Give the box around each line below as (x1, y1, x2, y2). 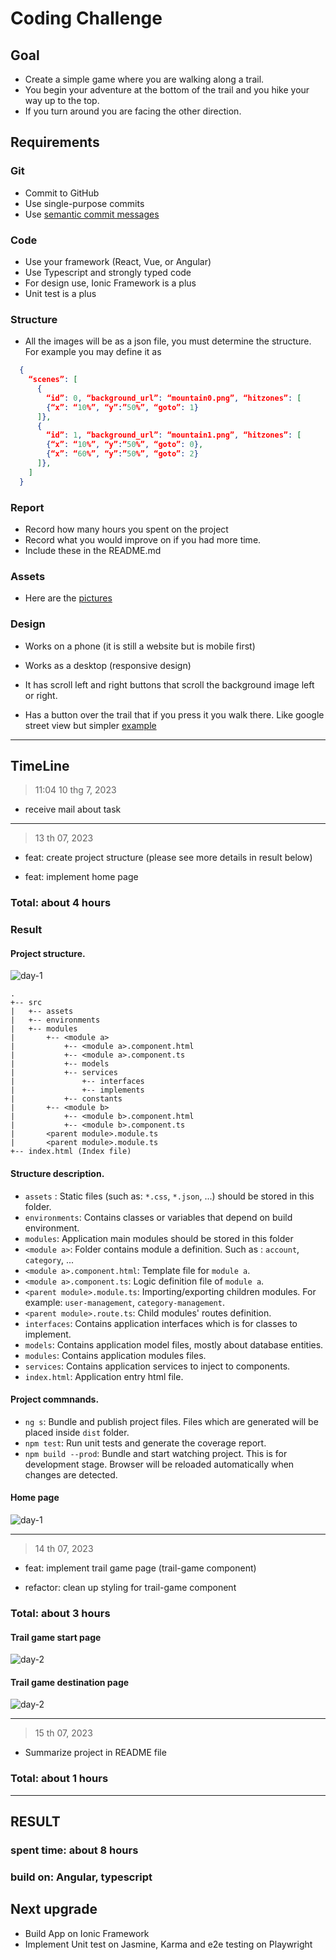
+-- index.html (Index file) (10, 1147, 132, 1157)
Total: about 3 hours (10, 1606, 111, 1620)
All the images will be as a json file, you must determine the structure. (24, 335, 312, 347)
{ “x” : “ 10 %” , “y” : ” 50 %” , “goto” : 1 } (46, 402, 199, 412)
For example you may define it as (24, 346, 162, 358)
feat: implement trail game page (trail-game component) (24, 1562, 257, 1574)
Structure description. (10, 1168, 105, 1179)
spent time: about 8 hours (10, 1843, 139, 1857)
